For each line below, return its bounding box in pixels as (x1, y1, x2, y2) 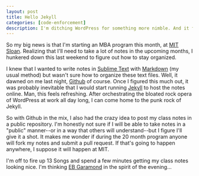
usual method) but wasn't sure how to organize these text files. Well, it (6, 71, 178, 79)
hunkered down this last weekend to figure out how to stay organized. (6, 54, 176, 61)
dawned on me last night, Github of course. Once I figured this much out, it (6, 78, 188, 85)
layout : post (6, 8, 38, 15)
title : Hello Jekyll (6, 14, 57, 20)
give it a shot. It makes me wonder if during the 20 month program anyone (6, 133, 188, 141)
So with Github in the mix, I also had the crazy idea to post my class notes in (6, 115, 192, 122)
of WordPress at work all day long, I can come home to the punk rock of (6, 97, 182, 104)
